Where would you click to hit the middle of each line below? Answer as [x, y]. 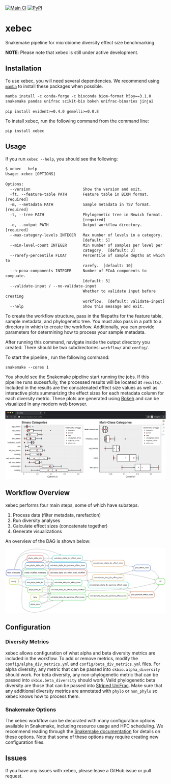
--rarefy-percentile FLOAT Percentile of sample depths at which [88, 255]
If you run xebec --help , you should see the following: [62, 159]
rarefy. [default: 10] [108, 266]
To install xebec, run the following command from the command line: [77, 121]
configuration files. [25, 742]
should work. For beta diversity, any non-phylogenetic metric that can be [82, 674]
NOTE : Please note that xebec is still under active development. [72, 52]
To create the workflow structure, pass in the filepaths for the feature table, [84, 316]
